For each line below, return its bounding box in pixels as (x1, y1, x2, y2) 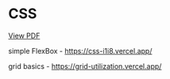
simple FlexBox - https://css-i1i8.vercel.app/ (8, 46, 153, 55)
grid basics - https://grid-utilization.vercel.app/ (8, 61, 162, 71)
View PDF (8, 31, 41, 40)
